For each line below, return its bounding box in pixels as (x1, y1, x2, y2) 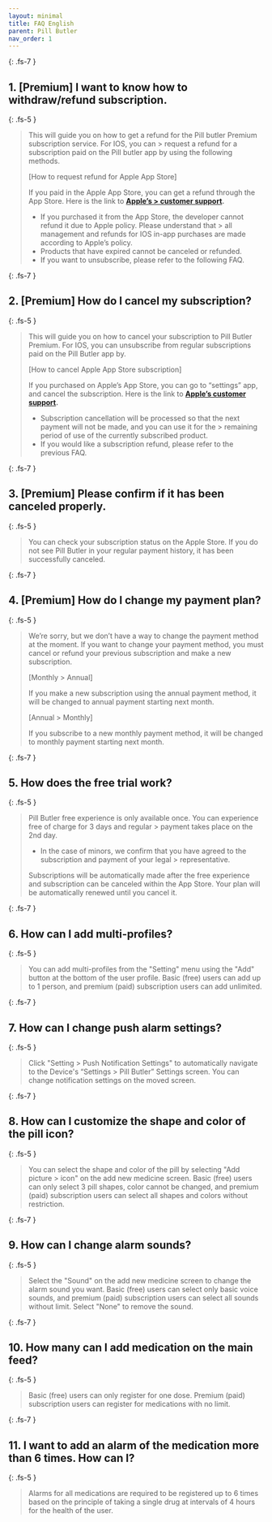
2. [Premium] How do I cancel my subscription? (8, 294, 253, 308)
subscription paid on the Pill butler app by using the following (28, 148, 233, 157)
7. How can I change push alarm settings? (8, 1020, 223, 1035)
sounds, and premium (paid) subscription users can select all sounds (28, 1292, 259, 1303)
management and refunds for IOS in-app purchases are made (40, 229, 246, 239)
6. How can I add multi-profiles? (8, 927, 173, 941)
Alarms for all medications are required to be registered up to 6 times (28, 1489, 259, 1498)
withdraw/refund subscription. (8, 93, 168, 106)
